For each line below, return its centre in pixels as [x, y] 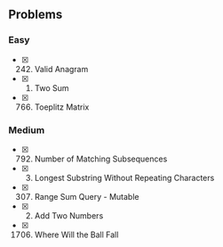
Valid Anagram [61, 69]
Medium [27, 130]
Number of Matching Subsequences [101, 159]
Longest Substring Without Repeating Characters [124, 177]
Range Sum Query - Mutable [87, 196]
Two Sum [52, 87]
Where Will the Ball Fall [76, 235]
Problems [36, 15]
